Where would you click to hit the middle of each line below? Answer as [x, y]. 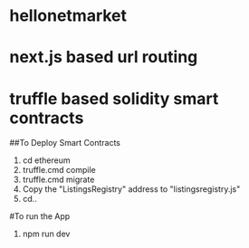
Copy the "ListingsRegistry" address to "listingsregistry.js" [131, 189]
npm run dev [46, 234]
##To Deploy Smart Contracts [65, 143]
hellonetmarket [68, 16]
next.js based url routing [104, 57]
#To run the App [40, 216]
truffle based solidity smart [114, 98]
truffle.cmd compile [59, 170]
